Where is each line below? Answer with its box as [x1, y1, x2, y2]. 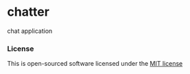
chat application [7, 27, 53, 35]
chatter [7, 4, 50, 20]
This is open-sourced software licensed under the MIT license [7, 60, 183, 68]
